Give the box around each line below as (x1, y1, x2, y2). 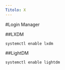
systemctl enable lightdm (5, 59, 60, 65)
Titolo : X (5, 7, 26, 13)
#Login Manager (5, 21, 40, 27)
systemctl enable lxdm (5, 41, 53, 46)
